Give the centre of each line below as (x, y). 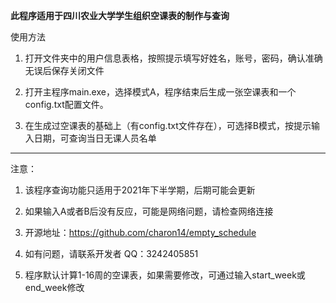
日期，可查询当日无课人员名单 (95, 138)
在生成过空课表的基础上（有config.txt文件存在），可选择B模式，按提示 (168, 125)
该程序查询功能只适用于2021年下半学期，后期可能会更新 (140, 190)
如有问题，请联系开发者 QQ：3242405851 (111, 253)
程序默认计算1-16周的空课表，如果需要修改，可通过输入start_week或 (165, 275)
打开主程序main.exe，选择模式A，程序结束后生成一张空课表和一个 (160, 92)
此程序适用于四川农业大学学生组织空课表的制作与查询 (120, 15)
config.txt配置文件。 (66, 104)
